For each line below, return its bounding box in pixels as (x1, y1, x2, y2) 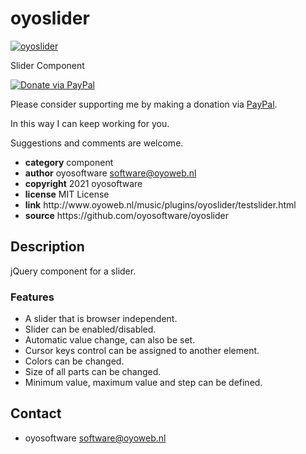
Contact (10, 405, 62, 422)
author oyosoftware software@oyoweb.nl (24, 167, 197, 179)
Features (10, 290, 55, 304)
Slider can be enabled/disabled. (24, 323, 157, 336)
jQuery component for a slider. (10, 265, 137, 277)
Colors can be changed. (24, 355, 125, 367)
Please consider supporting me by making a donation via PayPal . (10, 98, 278, 110)
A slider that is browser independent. (24, 313, 178, 325)
